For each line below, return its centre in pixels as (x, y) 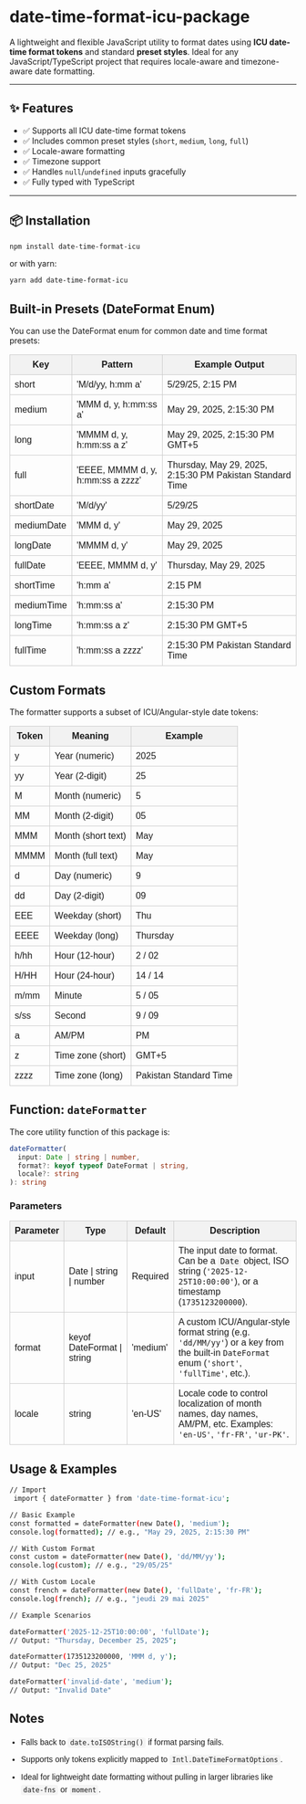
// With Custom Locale (52, 1582)
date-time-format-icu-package (130, 17)
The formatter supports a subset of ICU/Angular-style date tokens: (134, 712)
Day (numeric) (83, 876)
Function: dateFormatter (78, 1110)
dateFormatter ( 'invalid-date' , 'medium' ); (91, 1682)
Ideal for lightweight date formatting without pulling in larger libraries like (147, 1777)
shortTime (35, 585)
